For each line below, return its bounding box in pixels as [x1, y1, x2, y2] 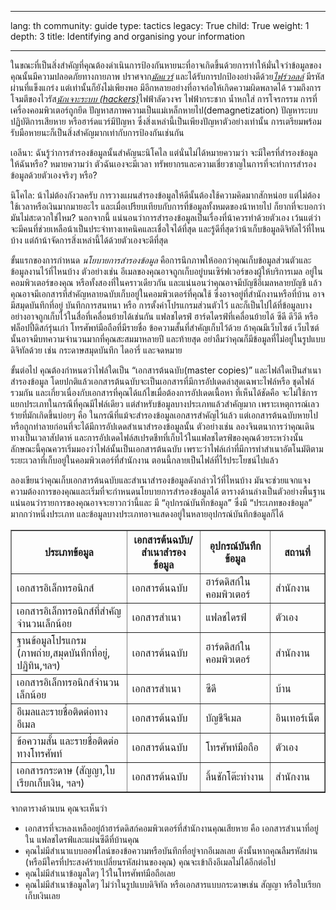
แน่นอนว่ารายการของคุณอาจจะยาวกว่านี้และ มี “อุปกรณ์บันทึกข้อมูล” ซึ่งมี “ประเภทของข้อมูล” [10, 497, 313, 508]
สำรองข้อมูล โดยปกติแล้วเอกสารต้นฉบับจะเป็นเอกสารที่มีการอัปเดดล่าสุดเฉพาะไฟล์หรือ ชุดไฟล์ [10, 376, 315, 387]
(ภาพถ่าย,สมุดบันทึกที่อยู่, [16, 646, 111, 660]
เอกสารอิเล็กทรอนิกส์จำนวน [16, 676, 120, 689]
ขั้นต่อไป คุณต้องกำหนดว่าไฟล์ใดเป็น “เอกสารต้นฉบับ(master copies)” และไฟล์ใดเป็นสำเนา [10, 364, 322, 376]
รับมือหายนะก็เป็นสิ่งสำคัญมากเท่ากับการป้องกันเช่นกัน [10, 127, 185, 138]
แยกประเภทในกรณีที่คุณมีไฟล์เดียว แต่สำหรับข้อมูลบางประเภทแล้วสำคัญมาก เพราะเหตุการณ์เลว [10, 398, 320, 410]
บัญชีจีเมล [205, 711, 242, 725]
